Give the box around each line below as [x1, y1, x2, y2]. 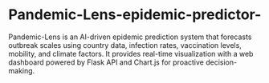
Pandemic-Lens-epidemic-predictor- [8, 6, 262, 24]
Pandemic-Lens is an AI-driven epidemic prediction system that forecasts [8, 32, 252, 41]
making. [8, 65, 35, 75]
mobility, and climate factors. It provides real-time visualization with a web [8, 49, 254, 58]
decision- [206, 57, 238, 67]
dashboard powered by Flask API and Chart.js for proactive [8, 57, 205, 67]
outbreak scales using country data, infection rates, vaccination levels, [8, 40, 243, 49]
